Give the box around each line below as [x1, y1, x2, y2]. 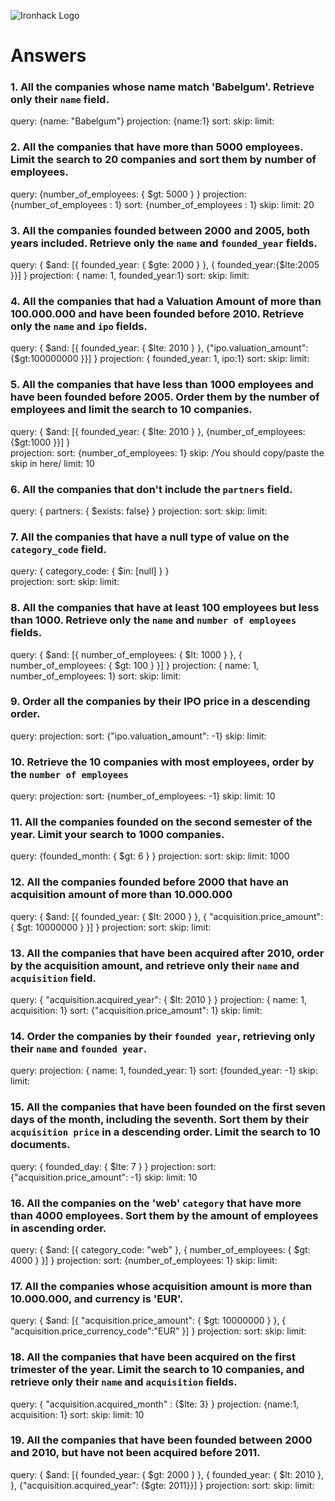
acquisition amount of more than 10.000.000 [10, 888, 233, 902]
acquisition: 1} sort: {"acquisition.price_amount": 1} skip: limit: [10, 1005, 263, 1017]
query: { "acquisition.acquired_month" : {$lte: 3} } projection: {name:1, [10, 1398, 300, 1410]
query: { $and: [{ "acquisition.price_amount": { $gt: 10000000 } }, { [10, 1315, 287, 1327]
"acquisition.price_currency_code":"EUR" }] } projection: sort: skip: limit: [10, 1325, 307, 1337]
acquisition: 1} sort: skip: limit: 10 [10, 1408, 145, 1420]
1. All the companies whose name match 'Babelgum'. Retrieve [10, 80, 315, 94]
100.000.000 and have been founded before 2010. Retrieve [10, 307, 305, 320]
